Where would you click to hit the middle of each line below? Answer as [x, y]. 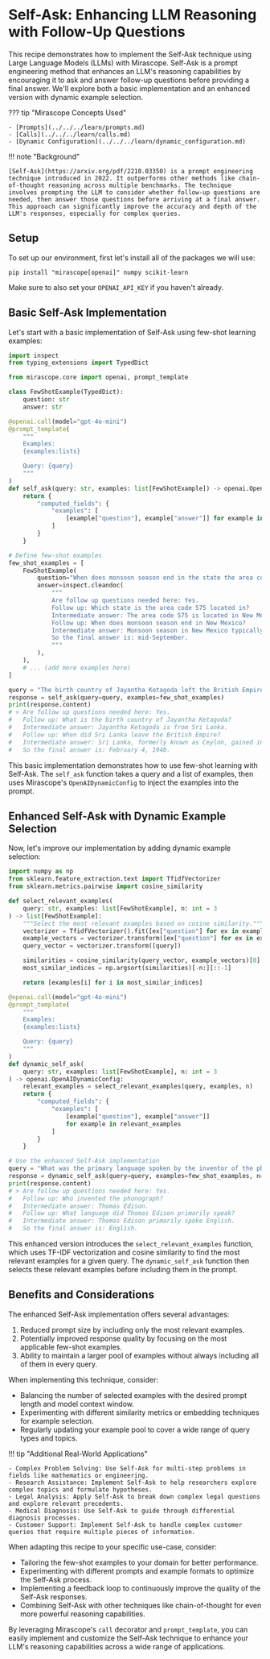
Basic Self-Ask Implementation [88, 313]
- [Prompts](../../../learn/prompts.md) [77, 127]
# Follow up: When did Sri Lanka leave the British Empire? [115, 735]
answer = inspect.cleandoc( [81, 586]
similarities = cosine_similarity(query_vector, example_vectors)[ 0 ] [142, 960]
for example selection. [57, 1421]
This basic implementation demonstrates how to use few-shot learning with [133, 765]
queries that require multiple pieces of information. [102, 1532]
